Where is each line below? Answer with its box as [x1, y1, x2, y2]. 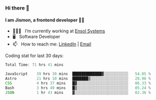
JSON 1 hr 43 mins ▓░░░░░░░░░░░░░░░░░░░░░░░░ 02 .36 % [5, 90, 151, 95]
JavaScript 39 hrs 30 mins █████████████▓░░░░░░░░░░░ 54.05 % [5, 71, 151, 76]
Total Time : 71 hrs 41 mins [5, 62, 64, 67]
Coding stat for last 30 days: [5, 52, 64, 59]
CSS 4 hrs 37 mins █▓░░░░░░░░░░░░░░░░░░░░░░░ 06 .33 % [5, 80, 151, 85]
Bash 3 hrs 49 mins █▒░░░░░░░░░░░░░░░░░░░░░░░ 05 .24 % [5, 85, 151, 90]
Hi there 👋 [5, 4, 30, 11]
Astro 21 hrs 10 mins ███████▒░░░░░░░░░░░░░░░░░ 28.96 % [5, 76, 151, 81]
